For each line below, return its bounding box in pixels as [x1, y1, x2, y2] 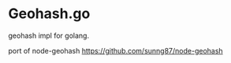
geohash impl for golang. [8, 31, 89, 40]
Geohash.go [8, 5, 91, 23]
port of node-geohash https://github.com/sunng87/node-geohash [8, 46, 223, 55]
